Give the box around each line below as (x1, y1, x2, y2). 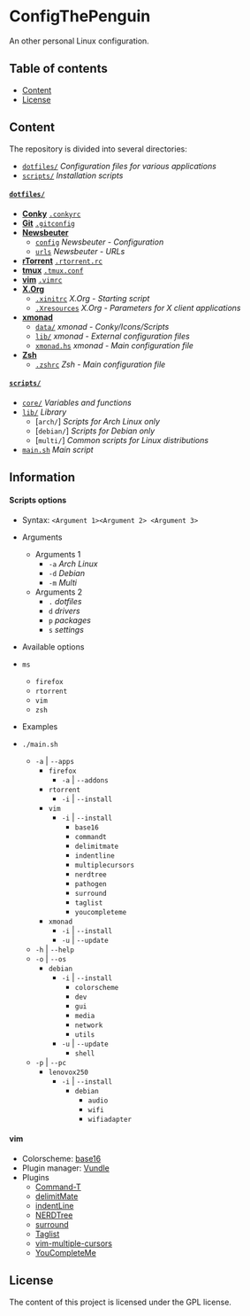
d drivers (48, 605, 81, 616)
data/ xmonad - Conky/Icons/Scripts (34, 321, 170, 331)
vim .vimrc (21, 274, 63, 284)
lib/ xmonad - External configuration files (34, 331, 190, 341)
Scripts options (9, 494, 67, 505)
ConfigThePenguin (9, 6, 151, 27)
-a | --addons (61, 774, 109, 785)
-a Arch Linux (48, 558, 99, 569)
